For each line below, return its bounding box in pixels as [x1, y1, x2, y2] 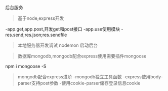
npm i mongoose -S [5, 63, 47, 69]
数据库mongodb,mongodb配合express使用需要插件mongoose [17, 53, 147, 59]
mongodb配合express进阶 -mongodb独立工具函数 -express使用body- [17, 74, 163, 80]
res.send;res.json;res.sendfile [5, 32, 67, 38]
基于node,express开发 [17, 15, 64, 21]
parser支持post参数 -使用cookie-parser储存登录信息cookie [17, 80, 141, 86]
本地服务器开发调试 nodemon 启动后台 [17, 42, 98, 48]
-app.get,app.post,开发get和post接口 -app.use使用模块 [5, 26, 120, 32]
